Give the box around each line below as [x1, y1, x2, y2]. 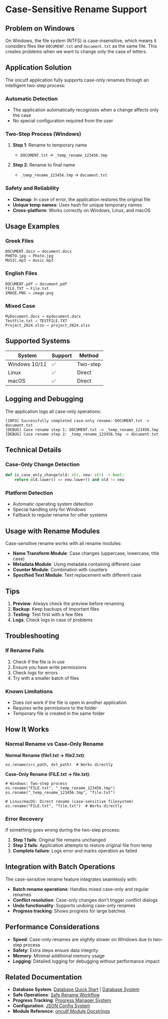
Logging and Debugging [5, 394, 84, 403]
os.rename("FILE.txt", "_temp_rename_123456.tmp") [5, 785, 115, 791]
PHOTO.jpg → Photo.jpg [5, 254, 54, 259]
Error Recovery [5, 815, 44, 822]
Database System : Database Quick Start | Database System [12, 986, 139, 992]
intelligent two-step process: [5, 82, 66, 88]
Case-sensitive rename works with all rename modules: [5, 540, 122, 547]
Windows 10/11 [8, 360, 47, 367]
